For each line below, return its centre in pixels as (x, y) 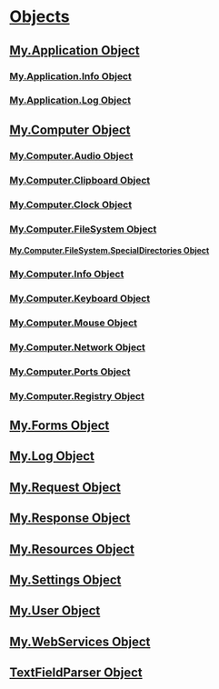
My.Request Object (65, 487)
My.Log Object (52, 456)
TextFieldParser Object (76, 673)
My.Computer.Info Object (67, 275)
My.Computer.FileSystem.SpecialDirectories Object (109, 251)
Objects (40, 17)
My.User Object (55, 611)
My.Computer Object (70, 130)
